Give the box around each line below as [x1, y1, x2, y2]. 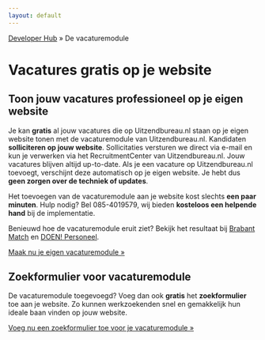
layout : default [8, 11, 62, 20]
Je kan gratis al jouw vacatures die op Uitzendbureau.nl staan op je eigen [8, 126, 249, 135]
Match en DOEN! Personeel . [8, 232, 100, 241]
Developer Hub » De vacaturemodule [8, 33, 129, 43]
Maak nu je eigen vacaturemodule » [8, 247, 125, 257]
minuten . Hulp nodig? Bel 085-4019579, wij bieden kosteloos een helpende [8, 199, 257, 210]
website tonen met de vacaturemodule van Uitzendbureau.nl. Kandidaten [8, 134, 247, 143]
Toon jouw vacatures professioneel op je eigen [8, 93, 244, 106]
